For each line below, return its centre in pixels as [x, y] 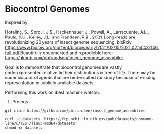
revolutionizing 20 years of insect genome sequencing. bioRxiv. [69, 42]
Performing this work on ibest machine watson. [52, 92]
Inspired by [16, 22]
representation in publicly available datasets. [50, 83]
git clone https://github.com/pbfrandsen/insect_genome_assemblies [75, 111]
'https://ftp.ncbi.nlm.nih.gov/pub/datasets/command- [98, 119]
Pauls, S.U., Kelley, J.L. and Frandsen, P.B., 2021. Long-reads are [70, 37]
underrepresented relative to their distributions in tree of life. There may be [80, 72]
